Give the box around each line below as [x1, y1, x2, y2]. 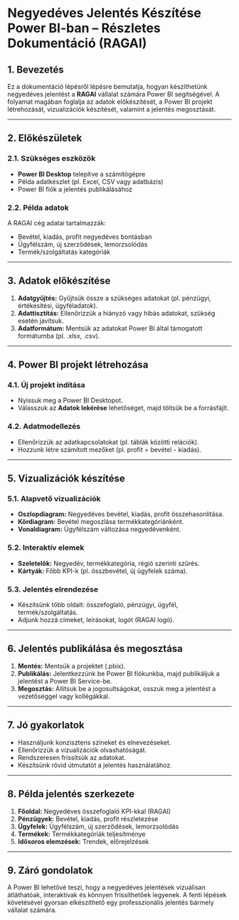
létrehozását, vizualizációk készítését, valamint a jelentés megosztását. [7, 105, 216, 113]
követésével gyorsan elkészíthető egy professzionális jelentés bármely [7, 898, 215, 907]
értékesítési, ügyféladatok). [17, 301, 98, 310]
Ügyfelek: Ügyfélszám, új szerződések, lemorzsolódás [17, 822, 179, 830]
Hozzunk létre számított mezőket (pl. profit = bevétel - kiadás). [17, 445, 201, 454]
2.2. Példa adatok [7, 203, 69, 213]
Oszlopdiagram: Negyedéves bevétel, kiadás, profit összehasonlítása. [17, 510, 224, 518]
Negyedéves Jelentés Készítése [7, 5, 201, 21]
